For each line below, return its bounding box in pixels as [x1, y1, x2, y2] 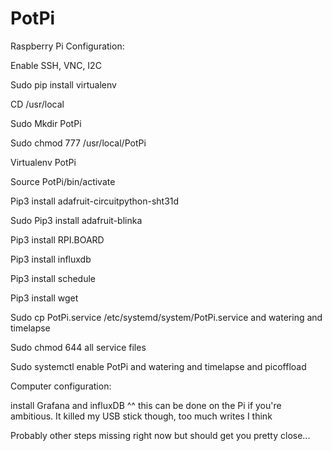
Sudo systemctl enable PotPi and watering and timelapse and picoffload [10, 360, 307, 372]
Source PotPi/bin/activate [10, 175, 116, 187]
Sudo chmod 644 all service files [10, 341, 147, 353]
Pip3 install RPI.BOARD [10, 233, 105, 246]
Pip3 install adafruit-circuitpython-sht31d [10, 195, 180, 207]
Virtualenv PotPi [10, 156, 77, 168]
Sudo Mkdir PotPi [10, 117, 82, 129]
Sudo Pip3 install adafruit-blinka [10, 214, 143, 226]
